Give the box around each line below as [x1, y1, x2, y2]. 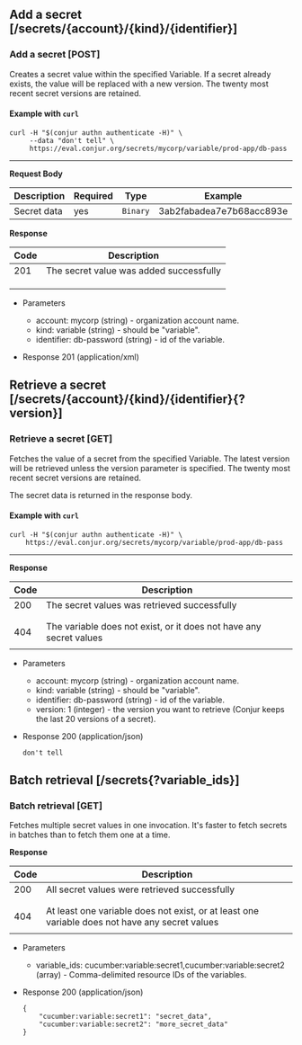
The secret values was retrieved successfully [46, 598, 237, 611]
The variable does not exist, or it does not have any [46, 620, 262, 632]
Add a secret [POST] [9, 49, 101, 61]
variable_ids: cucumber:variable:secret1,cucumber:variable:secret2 [35, 960, 285, 970]
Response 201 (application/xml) [22, 351, 139, 362]
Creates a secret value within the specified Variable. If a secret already [9, 68, 271, 79]
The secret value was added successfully [46, 264, 222, 277]
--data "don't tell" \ [29, 136, 115, 145]
